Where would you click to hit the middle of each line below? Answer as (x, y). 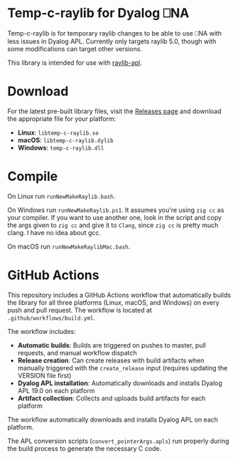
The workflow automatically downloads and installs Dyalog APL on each (113, 419)
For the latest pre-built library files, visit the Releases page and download (114, 111)
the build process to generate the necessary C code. (85, 448)
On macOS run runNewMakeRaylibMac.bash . (69, 246)
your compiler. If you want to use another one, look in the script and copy (115, 217)
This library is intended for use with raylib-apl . (75, 63)
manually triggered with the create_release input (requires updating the (123, 367)
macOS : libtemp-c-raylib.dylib (65, 140)
